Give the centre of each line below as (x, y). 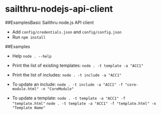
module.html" (25, 89)
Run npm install (29, 37)
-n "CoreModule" (57, 89)
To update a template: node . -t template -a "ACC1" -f (69, 98)
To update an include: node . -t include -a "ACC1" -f (68, 84)
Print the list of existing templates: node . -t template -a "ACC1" (78, 65)
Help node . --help (32, 56)
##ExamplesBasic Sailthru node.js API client (49, 22)
